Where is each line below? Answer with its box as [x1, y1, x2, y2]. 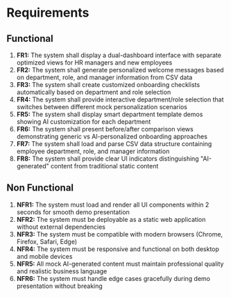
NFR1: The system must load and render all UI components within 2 [16, 200, 209, 209]
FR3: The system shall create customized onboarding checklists [16, 81, 200, 88]
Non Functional [6, 182, 74, 194]
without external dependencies [16, 223, 105, 231]
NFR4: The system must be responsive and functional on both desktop [16, 245, 220, 253]
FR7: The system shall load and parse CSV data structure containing [16, 140, 212, 147]
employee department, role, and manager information [16, 147, 170, 155]
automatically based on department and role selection [16, 88, 171, 96]
